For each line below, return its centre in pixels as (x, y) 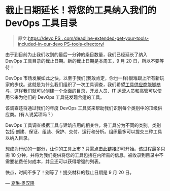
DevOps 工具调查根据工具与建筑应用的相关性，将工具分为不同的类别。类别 (83, 125)
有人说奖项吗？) (37, 114)
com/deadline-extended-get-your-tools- (107, 38)
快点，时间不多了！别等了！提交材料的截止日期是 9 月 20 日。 (70, 172)
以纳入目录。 (19, 138)
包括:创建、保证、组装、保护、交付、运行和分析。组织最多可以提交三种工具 (84, 131)
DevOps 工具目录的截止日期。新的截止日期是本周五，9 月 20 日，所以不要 (82, 61)
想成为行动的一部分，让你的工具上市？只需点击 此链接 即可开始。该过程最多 (83, 149)
